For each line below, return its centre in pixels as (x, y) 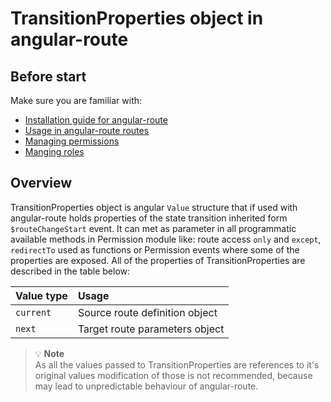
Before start (48, 76)
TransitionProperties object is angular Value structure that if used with (154, 207)
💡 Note (49, 353)
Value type (41, 295)
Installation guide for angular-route (96, 120)
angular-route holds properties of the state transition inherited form (149, 218)
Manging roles (54, 151)
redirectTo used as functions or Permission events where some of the (155, 249)
